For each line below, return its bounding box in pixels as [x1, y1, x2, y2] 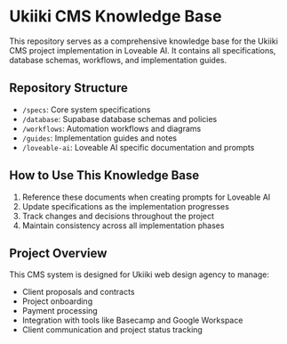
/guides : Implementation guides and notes [21, 132, 178, 143]
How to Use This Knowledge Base [9, 168, 200, 184]
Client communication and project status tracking [21, 324, 203, 335]
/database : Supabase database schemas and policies [21, 113, 218, 124]
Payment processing [21, 306, 98, 316]
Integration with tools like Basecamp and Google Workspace [21, 315, 243, 326]
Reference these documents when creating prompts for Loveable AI [21, 192, 271, 202]
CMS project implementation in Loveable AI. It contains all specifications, [9, 45, 276, 55]
